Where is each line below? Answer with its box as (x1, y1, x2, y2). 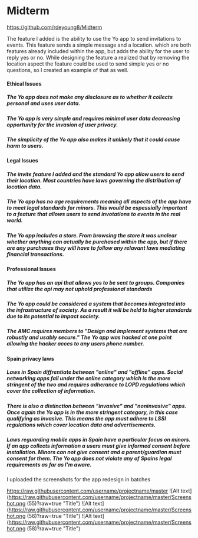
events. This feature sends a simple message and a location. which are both (6, 41, 192, 48)
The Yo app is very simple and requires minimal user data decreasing (6, 115, 180, 122)
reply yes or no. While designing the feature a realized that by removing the (6, 54, 190, 61)
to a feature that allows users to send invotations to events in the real (6, 211, 180, 218)
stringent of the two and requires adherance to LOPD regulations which (6, 381, 186, 388)
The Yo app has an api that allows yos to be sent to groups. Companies (6, 279, 185, 286)
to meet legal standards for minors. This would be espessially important (6, 204, 187, 211)
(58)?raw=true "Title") (27, 525, 81, 532)
